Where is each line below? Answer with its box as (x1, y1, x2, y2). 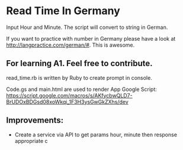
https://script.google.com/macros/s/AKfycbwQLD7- (6, 92, 133, 99)
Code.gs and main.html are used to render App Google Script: (6, 86, 157, 93)
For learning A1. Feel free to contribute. (6, 58, 153, 69)
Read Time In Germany (6, 4, 120, 18)
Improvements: (6, 115, 64, 125)
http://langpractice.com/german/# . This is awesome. (6, 41, 135, 48)
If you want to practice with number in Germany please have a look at (6, 35, 176, 42)
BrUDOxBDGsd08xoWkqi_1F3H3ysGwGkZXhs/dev (6, 98, 129, 105)
